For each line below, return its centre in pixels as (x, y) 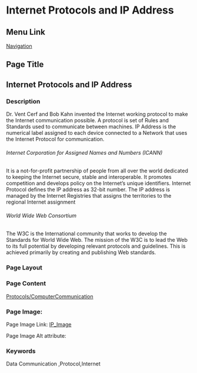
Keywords (21, 351)
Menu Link (26, 32)
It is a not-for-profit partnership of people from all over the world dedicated (97, 171)
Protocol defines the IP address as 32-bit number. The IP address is (88, 189)
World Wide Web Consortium (41, 215)
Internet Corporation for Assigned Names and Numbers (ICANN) (84, 152)
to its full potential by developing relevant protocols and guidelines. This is (96, 246)
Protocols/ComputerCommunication (50, 296)
